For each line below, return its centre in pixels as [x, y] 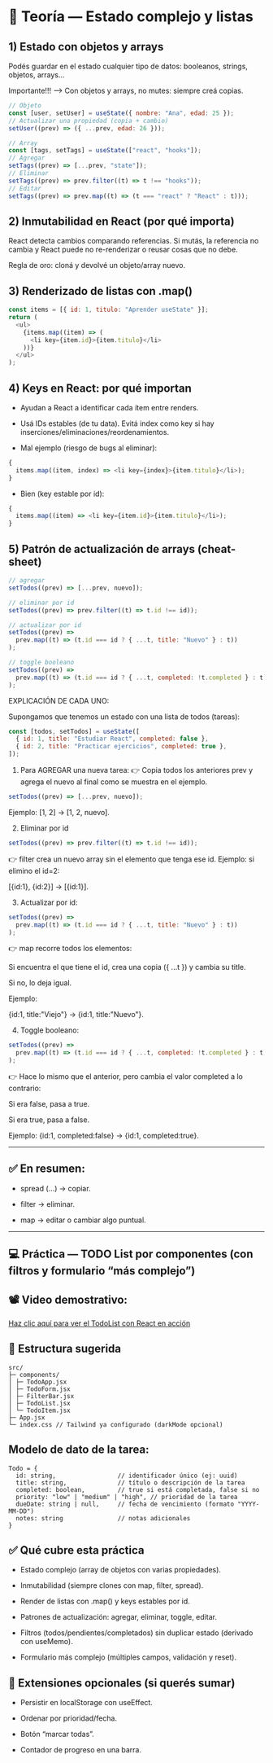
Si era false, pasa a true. [49, 1104]
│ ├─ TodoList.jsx [39, 1403]
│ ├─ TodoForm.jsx [39, 1389]
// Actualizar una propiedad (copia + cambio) [89, 121]
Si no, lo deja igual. [40, 983]
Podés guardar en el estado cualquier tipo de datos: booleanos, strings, [128, 66]
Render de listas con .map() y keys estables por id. [105, 1601]
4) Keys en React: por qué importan [100, 388]
